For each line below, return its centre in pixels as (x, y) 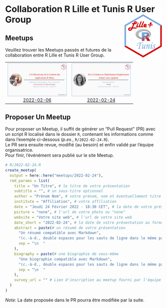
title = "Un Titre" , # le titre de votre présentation (72, 186)
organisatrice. (19, 150)
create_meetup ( (21, 170)
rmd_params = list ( (30, 181)
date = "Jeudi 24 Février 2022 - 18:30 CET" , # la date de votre (83, 207)
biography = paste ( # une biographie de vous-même (67, 254)
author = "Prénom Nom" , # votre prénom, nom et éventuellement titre (88, 196)
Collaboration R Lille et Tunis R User (80, 9)
